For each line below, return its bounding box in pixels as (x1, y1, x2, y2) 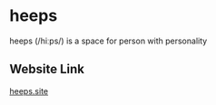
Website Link (9, 62, 84, 77)
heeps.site (9, 85, 48, 96)
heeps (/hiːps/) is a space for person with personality (9, 35, 208, 46)
